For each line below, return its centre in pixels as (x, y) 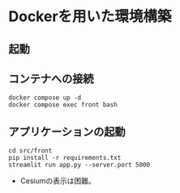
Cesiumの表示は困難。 (58, 181)
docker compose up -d (45, 98)
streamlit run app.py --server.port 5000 (79, 165)
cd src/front (30, 151)
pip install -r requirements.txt (65, 158)
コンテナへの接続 (51, 79)
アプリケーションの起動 (67, 131)
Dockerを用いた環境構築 (90, 17)
